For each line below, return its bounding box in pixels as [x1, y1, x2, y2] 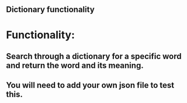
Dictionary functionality [6, 5, 95, 15]
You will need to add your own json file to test [6, 80, 174, 90]
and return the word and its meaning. [6, 60, 144, 70]
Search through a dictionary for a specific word [6, 51, 182, 61]
